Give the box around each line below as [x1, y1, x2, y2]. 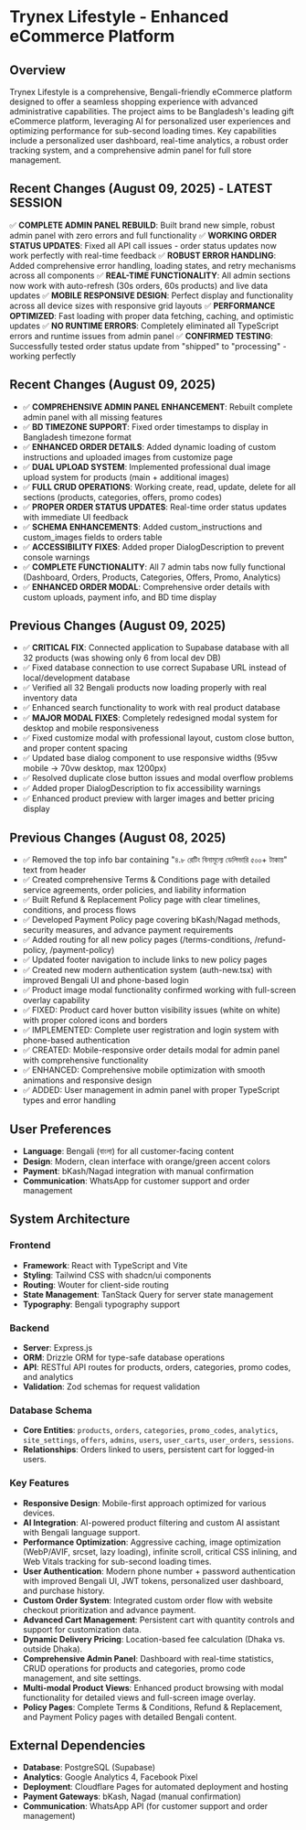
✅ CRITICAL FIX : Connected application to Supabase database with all [22, 642, 290, 653]
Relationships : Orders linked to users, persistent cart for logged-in [22, 1444, 275, 1455]
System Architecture [9, 1212, 131, 1227]
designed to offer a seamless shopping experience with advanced [9, 96, 259, 107]
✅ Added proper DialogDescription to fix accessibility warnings [22, 783, 261, 794]
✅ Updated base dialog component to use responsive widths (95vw [22, 753, 279, 764]
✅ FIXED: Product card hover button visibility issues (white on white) [22, 1004, 281, 1016]
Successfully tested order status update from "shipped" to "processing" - [9, 340, 287, 351]
